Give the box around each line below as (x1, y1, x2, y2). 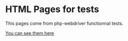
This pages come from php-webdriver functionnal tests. (5, 20, 124, 26)
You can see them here (5, 30, 54, 36)
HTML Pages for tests (5, 4, 99, 15)
